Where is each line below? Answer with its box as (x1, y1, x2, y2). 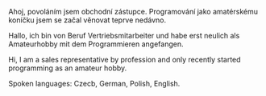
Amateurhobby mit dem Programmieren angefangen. (8, 39, 184, 49)
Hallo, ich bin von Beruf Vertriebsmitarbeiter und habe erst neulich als (8, 31, 240, 40)
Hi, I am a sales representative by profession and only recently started (8, 55, 241, 64)
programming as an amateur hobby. (8, 63, 127, 73)
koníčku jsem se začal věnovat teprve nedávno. (8, 15, 167, 25)
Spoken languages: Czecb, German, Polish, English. (8, 79, 181, 88)
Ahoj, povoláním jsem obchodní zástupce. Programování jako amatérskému (8, 7, 259, 16)
